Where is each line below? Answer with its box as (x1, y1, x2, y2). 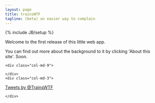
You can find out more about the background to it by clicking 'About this (5, 48, 151, 54)
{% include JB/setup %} (5, 30, 54, 36)
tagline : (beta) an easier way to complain (5, 16, 96, 21)
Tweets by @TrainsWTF (5, 84, 53, 90)
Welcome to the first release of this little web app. (5, 39, 105, 45)
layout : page (5, 7, 32, 12)
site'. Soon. (5, 54, 28, 60)
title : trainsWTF (5, 12, 41, 17)
